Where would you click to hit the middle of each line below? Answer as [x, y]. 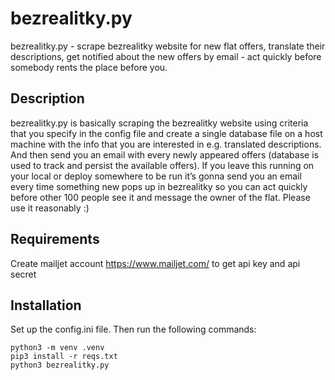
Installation [46, 305]
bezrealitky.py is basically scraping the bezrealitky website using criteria [159, 123]
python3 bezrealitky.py [60, 365]
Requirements [55, 239]
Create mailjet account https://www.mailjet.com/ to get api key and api [155, 263]
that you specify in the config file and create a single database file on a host [166, 133]
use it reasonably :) [50, 208]
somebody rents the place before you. [89, 67]
